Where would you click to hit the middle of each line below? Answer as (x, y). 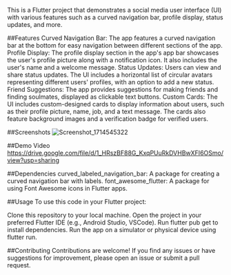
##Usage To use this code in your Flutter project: (77, 202)
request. (19, 265)
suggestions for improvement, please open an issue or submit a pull (103, 258)
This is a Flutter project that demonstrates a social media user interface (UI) (114, 10)
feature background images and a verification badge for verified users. (108, 119)
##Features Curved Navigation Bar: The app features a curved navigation (111, 38)
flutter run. (22, 237)
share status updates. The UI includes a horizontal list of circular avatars (110, 75)
